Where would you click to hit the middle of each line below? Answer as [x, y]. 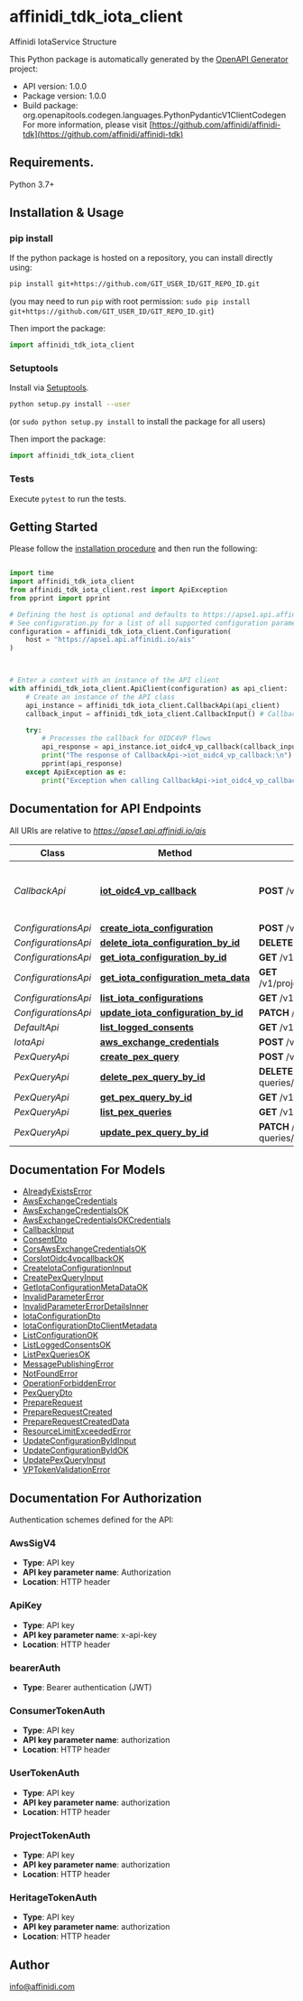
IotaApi [29, 1042]
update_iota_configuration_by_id [171, 1012]
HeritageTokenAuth [53, 1897]
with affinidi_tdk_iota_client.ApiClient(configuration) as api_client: [149, 689]
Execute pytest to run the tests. [68, 498]
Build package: [50, 105]
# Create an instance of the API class [101, 697]
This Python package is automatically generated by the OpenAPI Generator [149, 59]
